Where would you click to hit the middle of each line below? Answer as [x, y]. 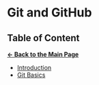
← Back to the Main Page [43, 54]
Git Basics [31, 75]
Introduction [34, 68]
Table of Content [43, 38]
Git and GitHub [49, 13]
